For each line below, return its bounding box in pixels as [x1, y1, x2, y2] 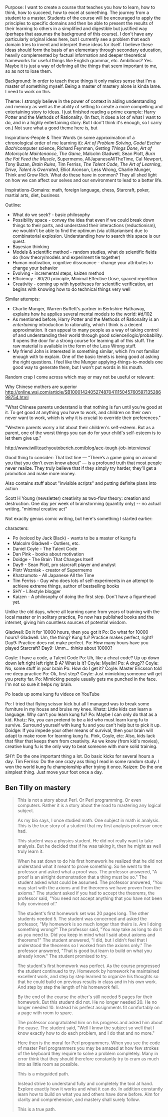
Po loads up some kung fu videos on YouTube [5, 691, 100, 697]
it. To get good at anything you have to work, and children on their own [5, 410, 151, 415]
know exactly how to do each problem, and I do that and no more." [17, 1030, 155, 1036]
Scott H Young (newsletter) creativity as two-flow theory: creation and [5, 495, 150, 501]
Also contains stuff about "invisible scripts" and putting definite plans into [5, 480, 156, 486]
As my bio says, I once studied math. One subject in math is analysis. [17, 817, 160, 823]
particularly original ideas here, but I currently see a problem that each [5, 36, 150, 42]
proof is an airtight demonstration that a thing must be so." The [17, 874, 147, 880]
